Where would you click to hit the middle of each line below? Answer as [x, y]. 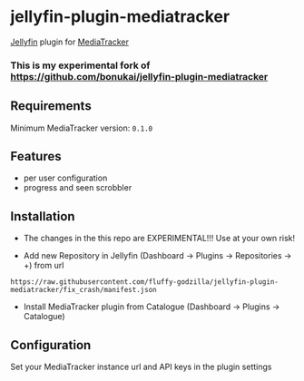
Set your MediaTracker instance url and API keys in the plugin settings [141, 367]
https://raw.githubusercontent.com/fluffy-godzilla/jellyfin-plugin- [145, 282]
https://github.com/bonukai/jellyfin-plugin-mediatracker [139, 76]
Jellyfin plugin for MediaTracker [70, 42]
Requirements [51, 106]
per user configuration [65, 178]
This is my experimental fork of [80, 65]
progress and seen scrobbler [78, 188]
